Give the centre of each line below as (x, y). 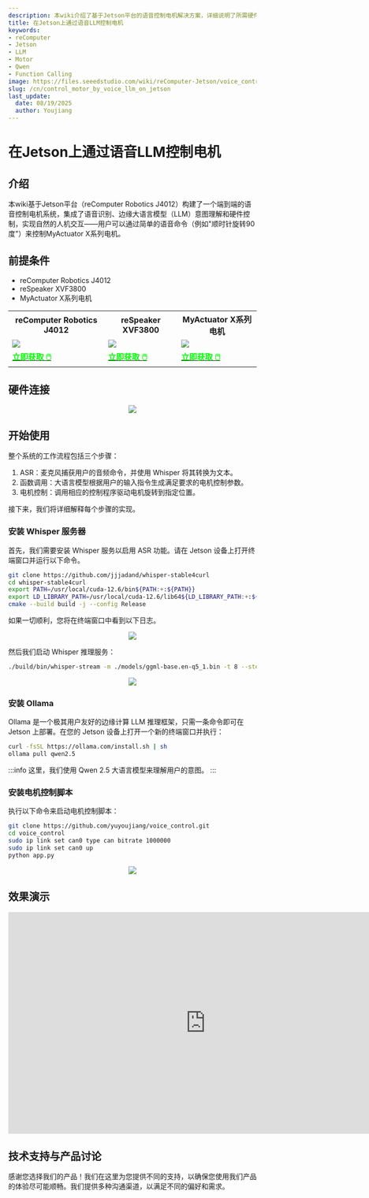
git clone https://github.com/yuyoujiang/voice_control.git (109, 826)
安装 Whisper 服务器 (47, 531)
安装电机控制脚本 (41, 792)
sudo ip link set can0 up (50, 848)
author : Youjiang (44, 111)
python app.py (32, 855)
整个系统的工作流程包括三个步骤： (63, 456)
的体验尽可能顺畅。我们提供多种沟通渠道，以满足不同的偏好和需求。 (119, 1186)
